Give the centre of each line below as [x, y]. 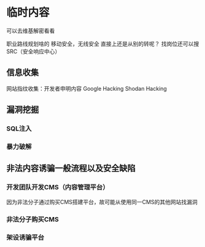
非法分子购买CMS [33, 219]
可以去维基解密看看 [31, 31]
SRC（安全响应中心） [33, 51]
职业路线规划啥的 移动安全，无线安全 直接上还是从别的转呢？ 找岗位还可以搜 [103, 44]
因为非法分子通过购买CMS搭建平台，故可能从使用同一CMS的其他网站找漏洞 [102, 202]
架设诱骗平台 [25, 237]
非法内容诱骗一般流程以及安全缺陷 [71, 168]
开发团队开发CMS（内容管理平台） [58, 188]
